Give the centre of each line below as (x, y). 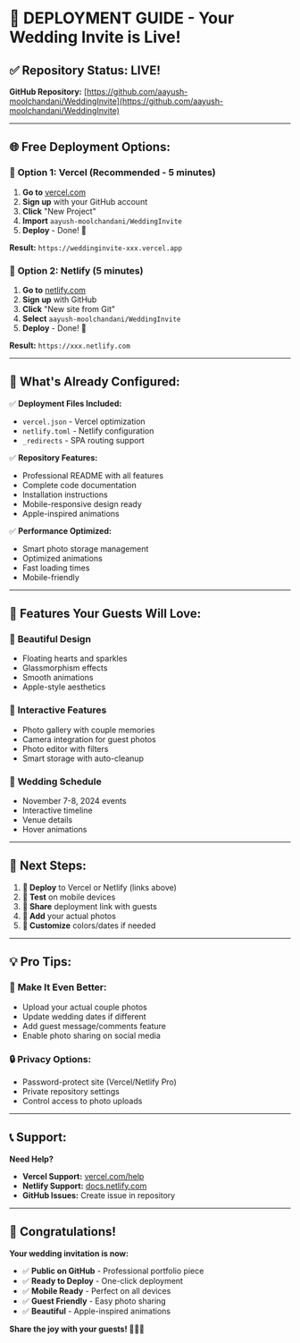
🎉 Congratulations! (62, 1232)
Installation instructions (65, 494)
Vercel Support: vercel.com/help (83, 1176)
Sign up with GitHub (59, 300)
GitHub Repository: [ (48, 92)
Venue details (47, 820)
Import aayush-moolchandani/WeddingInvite (102, 220)
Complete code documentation (79, 485)
